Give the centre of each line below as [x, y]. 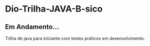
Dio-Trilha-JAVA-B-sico [54, 9]
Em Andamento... [32, 27]
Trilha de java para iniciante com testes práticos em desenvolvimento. [75, 38]
